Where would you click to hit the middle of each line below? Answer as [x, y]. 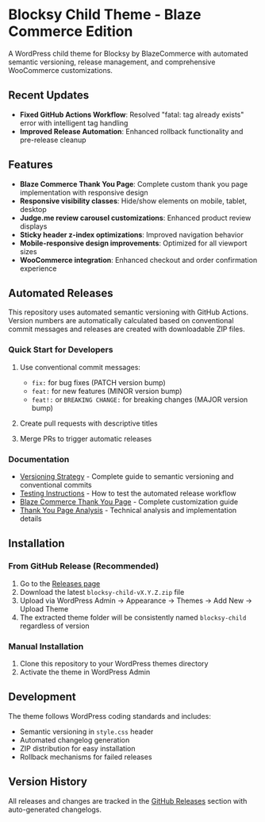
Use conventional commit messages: [80, 367]
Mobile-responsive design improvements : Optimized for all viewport [133, 243]
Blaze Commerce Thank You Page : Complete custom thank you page [134, 183]
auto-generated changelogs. [55, 809]
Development [42, 697]
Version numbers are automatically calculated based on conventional [121, 321]
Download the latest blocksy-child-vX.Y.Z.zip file [102, 592]
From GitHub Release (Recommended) [84, 566]
